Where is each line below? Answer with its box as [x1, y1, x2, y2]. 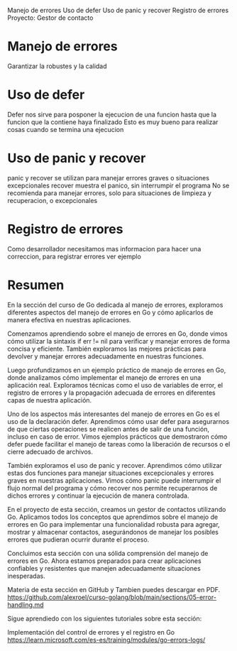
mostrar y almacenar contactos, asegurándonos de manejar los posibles [7, 527, 219, 536]
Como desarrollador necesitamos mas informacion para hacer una [7, 244, 202, 253]
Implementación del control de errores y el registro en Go [7, 628, 175, 636]
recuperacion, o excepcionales [7, 196, 98, 204]
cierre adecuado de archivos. [7, 447, 94, 456]
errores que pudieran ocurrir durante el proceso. [7, 535, 150, 544]
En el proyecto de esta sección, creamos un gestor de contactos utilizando [7, 505, 226, 513]
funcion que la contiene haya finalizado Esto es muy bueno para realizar [7, 117, 219, 126]
